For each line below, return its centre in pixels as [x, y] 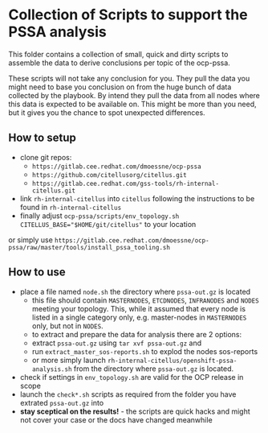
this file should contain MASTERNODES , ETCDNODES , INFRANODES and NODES [145, 300]
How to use [37, 272]
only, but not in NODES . [67, 326]
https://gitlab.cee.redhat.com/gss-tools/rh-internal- [125, 184]
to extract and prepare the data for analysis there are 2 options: [137, 334]
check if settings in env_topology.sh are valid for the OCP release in [132, 377]
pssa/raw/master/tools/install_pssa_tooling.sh [89, 247]
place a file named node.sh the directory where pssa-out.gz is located [135, 291]
